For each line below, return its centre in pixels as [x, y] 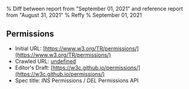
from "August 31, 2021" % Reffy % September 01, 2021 [74, 15]
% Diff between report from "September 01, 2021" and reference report [95, 9]
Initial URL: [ [30, 48]
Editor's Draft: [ [34, 67]
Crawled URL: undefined [45, 61]
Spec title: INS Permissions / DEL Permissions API [77, 80]
